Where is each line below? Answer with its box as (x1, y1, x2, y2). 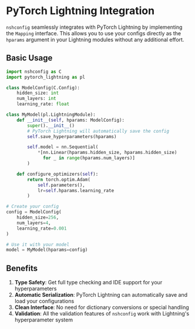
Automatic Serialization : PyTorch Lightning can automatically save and (14, 291, 188, 298)
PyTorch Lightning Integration (6, 4, 154, 18)
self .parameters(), (37, 182, 85, 188)
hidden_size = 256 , (16, 214, 59, 220)
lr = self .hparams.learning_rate (37, 187, 115, 193)
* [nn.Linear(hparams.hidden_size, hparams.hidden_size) (37, 150, 177, 156)
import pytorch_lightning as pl (6, 74, 85, 80)
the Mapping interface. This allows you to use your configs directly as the (6, 29, 181, 36)
